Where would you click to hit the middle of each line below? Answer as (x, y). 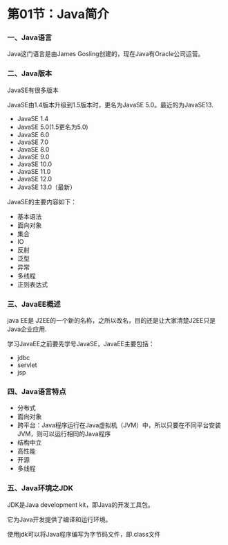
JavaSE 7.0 (33, 142)
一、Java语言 (30, 37)
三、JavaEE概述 (34, 304)
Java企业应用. (27, 329)
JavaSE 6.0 (33, 134)
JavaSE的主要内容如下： (42, 202)
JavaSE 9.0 (33, 157)
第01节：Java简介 (58, 14)
